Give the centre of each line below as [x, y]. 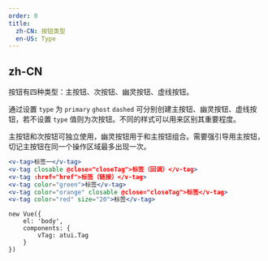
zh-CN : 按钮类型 [41, 31]
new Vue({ [25, 214]
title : [19, 24]
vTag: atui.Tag [63, 236]
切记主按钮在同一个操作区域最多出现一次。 [80, 147]
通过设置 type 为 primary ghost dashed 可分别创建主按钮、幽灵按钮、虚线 [129, 109]
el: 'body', [43, 221]
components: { [47, 229]
